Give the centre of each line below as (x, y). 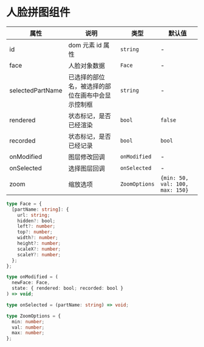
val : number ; (28, 327)
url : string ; (34, 215)
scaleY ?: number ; (39, 254)
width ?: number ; (38, 238)
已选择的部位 (87, 77)
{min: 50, (175, 178)
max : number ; (28, 333)
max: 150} (175, 190)
